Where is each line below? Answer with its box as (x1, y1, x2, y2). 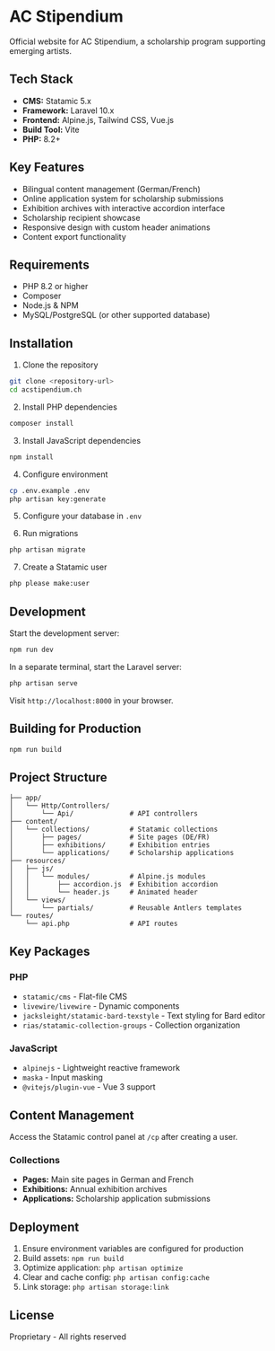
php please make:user (9, 579, 90, 588)
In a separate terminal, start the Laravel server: (9, 661, 182, 672)
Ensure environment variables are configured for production (21, 1243, 245, 1254)
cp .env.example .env (9, 486, 90, 495)
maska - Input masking (21, 1072, 103, 1083)
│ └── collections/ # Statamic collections (9, 825, 219, 834)
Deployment (9, 1219, 80, 1234)
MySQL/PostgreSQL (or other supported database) (21, 310, 211, 321)
